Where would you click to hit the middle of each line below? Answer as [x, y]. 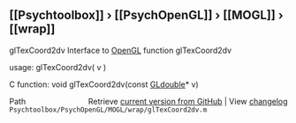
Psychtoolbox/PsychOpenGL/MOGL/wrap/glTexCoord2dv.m [108, 110]
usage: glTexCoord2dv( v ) [58, 67]
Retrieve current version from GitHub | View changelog [188, 101]
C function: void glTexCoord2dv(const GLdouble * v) [104, 84]
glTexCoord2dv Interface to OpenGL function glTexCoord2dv [121, 50]
